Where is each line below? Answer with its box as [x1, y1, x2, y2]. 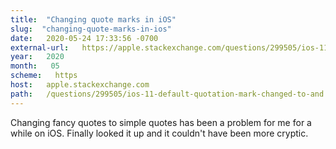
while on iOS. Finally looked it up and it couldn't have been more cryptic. [10, 127, 309, 139]
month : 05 [10, 61, 60, 71]
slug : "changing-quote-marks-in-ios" [10, 24, 172, 34]
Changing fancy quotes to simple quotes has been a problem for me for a [10, 116, 312, 128]
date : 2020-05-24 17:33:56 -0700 [10, 33, 159, 43]
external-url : [10, 42, 70, 53]
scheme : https [10, 71, 78, 81]
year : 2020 [10, 52, 65, 62]
